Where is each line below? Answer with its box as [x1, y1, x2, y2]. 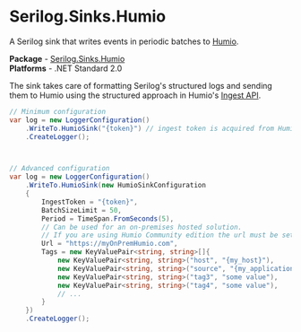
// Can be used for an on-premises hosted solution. [41, 223, 243, 232]
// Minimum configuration [9, 107, 106, 116]
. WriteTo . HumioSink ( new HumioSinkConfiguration [25, 181, 206, 190]
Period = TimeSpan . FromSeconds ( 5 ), [41, 214, 175, 223]
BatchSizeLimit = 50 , [41, 205, 123, 214]
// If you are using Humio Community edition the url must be [41, 231, 279, 240]
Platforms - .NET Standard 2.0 [9, 63, 123, 74]
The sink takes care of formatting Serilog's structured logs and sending [9, 80, 273, 91]
